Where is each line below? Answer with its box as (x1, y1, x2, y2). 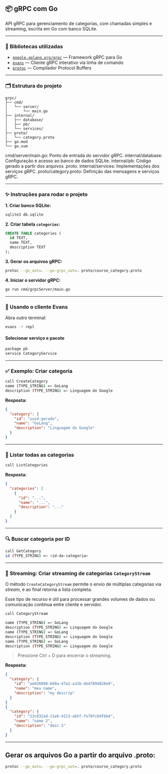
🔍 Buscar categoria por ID (5, 535, 70, 542)
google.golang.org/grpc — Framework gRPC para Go (12, 55, 122, 61)
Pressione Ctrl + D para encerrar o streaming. (17, 652, 111, 658)
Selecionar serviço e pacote (5, 335, 65, 341)
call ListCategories (5, 463, 48, 468)
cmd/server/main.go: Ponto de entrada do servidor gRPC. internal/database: (5, 153, 162, 159)
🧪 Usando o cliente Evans (5, 303, 68, 310)
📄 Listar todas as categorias (5, 451, 74, 458)
